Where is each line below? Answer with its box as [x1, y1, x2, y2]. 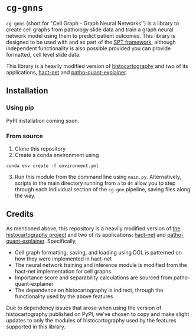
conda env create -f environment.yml [6, 162, 99, 169]
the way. [14, 192, 36, 199]
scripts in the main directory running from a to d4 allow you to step [14, 180, 176, 187]
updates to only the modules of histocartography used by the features [6, 317, 177, 324]
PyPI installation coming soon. [6, 117, 80, 124]
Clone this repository [14, 145, 66, 152]
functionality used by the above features [14, 292, 113, 300]
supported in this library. [6, 323, 66, 330]
